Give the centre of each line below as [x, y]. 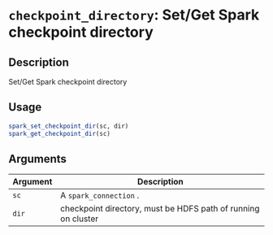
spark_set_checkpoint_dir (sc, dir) [69, 126]
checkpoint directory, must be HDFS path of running [160, 209]
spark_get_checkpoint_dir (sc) [60, 133]
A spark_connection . [100, 195]
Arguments [38, 159]
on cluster [80, 219]
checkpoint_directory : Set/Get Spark [134, 15]
